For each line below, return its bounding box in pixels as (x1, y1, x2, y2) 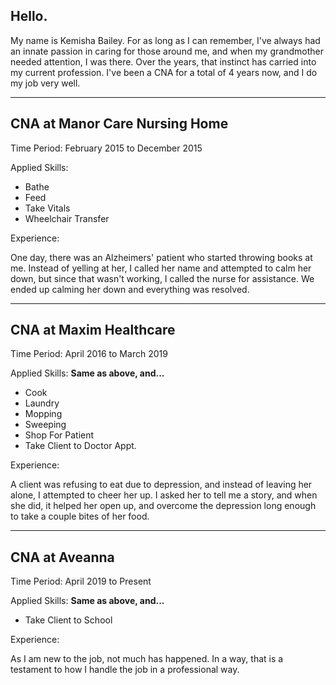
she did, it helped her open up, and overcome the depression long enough (10, 500, 317, 512)
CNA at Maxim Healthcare (10, 322, 176, 339)
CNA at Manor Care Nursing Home (10, 115, 229, 133)
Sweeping (24, 419, 67, 431)
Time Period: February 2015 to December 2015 (10, 142, 203, 154)
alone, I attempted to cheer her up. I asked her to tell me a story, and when (10, 489, 318, 501)
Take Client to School (24, 614, 113, 626)
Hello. (10, 8, 48, 25)
